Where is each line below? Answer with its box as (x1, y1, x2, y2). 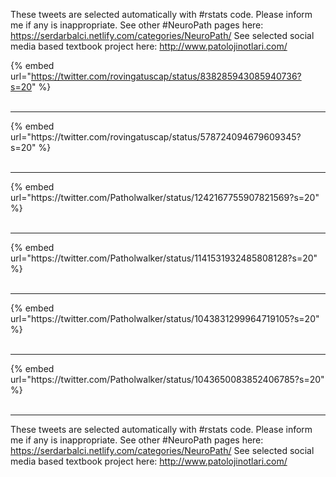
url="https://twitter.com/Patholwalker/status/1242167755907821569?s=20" (10, 192, 320, 203)
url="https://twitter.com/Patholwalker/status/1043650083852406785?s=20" (10, 374, 325, 385)
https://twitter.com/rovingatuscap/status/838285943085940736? (30, 70, 302, 82)
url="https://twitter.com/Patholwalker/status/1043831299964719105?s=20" (10, 313, 320, 324)
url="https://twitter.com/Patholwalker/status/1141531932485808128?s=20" (10, 252, 318, 264)
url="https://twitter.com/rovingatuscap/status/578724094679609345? (10, 131, 302, 143)
